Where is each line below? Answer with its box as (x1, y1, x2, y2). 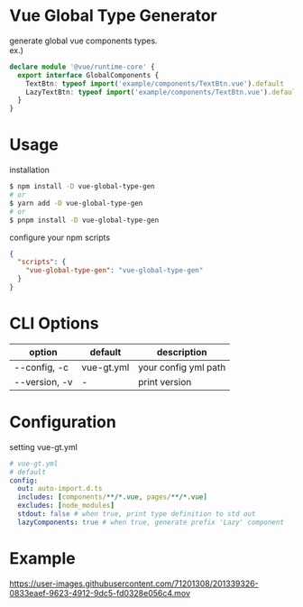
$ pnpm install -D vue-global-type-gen (9, 216, 160, 225)
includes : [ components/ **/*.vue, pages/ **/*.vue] (17, 492, 207, 501)
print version (138, 375, 192, 388)
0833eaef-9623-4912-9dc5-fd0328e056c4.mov (9, 587, 191, 598)
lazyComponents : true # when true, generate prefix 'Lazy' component (17, 518, 284, 527)
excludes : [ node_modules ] (17, 501, 115, 510)
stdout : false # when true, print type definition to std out (17, 510, 256, 519)
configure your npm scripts (9, 232, 111, 243)
